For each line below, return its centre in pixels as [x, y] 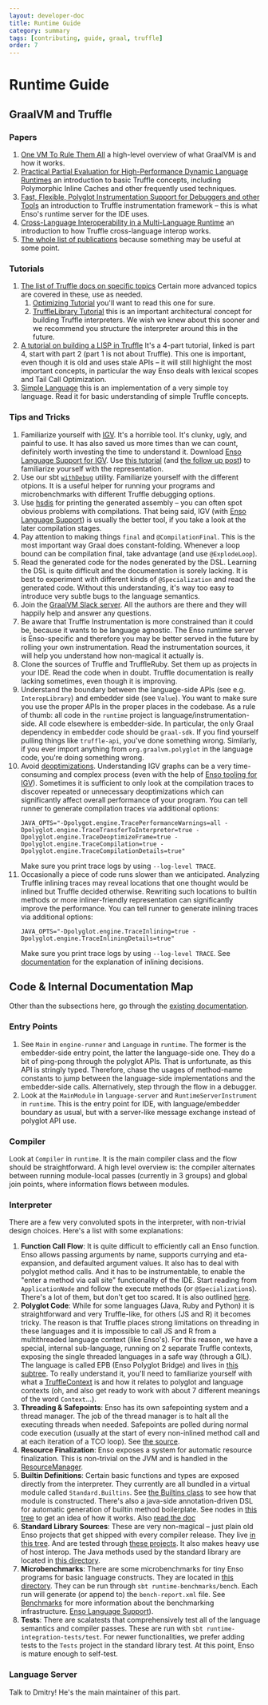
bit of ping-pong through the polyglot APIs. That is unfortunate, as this [136, 1061]
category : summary [39, 30]
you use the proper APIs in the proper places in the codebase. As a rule [138, 706]
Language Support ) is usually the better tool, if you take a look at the [133, 520]
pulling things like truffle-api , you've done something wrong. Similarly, [139, 740]
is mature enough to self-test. [69, 1654]
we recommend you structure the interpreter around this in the [135, 329]
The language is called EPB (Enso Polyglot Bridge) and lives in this [129, 1365]
